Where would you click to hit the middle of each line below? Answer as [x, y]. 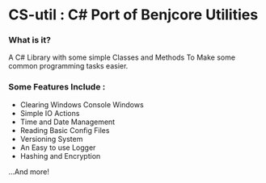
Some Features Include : [57, 87]
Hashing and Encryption [60, 156]
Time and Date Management [68, 122]
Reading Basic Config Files [65, 130]
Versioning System [51, 139]
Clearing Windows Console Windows [82, 104]
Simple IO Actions [50, 113]
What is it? [30, 40]
